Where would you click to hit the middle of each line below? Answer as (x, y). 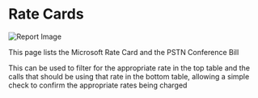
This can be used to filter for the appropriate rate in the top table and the (129, 68)
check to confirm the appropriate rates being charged (98, 85)
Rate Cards (46, 14)
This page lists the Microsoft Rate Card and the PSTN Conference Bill (124, 52)
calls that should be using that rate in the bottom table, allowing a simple (129, 76)
